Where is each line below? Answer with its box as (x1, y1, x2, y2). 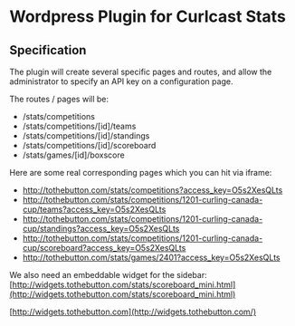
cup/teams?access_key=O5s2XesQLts (22, 204, 167, 215)
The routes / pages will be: (9, 93, 109, 104)
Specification (9, 43, 87, 58)
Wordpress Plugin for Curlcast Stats (9, 6, 287, 27)
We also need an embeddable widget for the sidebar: (9, 270, 207, 280)
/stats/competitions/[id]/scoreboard (22, 140, 157, 150)
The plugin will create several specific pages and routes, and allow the (9, 66, 272, 77)
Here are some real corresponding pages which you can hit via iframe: (9, 168, 272, 177)
